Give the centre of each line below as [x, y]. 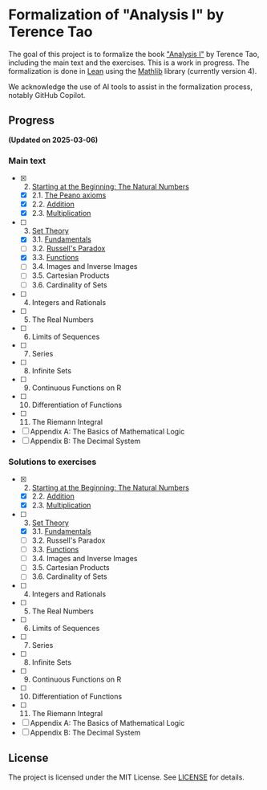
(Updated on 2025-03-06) [53, 140]
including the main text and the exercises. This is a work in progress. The [129, 63]
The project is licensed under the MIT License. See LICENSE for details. [126, 777]
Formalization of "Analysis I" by [116, 15]
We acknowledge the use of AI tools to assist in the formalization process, [130, 87]
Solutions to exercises [53, 462]
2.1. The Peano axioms [69, 195]
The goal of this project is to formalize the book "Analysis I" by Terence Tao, [134, 54]
